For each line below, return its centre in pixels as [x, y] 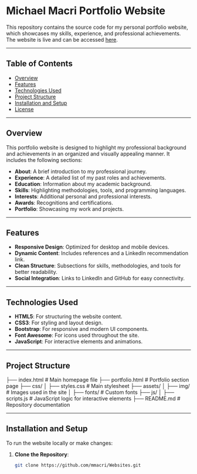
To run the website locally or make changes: [60, 443]
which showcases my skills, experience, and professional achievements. [94, 33]
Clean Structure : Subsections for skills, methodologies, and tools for [98, 266]
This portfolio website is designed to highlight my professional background [96, 147]
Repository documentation [38, 405]
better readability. [36, 272]
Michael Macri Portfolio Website [86, 11]
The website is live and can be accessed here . [62, 39]
